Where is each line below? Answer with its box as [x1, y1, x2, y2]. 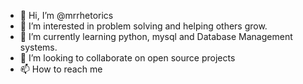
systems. [19, 41, 58, 53]
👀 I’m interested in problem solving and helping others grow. [19, 20, 268, 32]
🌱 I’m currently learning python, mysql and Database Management [19, 31, 293, 42]
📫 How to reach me [19, 63, 103, 75]
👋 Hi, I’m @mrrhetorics [19, 10, 114, 21]
